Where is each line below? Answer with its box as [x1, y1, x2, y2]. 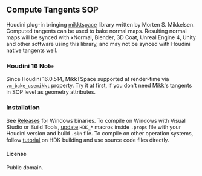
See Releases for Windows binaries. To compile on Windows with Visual [6, 117, 186, 125]
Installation [6, 103, 41, 112]
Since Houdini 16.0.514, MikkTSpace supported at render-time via [6, 76, 169, 83]
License [6, 151, 27, 157]
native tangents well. [6, 47, 58, 54]
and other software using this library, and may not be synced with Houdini [6, 40, 191, 47]
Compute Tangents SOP [6, 5, 99, 15]
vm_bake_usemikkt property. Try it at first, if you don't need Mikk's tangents [6, 82, 192, 90]
